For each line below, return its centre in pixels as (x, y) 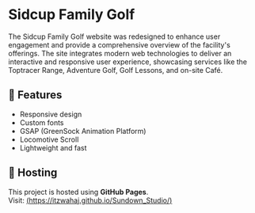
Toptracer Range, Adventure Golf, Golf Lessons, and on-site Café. (116, 70)
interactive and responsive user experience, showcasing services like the (128, 62)
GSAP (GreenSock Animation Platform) (83, 131)
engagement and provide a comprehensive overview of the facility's (120, 44)
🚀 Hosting (33, 173)
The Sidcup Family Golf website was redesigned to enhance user (114, 36)
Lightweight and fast (53, 147)
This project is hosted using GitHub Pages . (78, 192)
